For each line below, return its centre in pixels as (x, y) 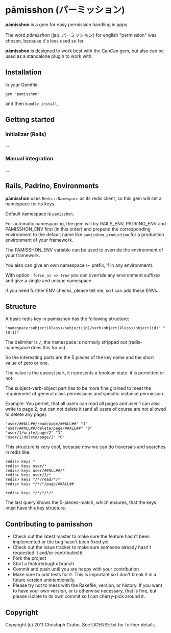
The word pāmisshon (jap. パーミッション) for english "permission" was (81, 35)
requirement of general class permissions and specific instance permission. (85, 394)
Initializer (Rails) (26, 134)
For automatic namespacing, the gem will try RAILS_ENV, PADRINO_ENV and (86, 223)
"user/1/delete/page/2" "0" (35, 437)
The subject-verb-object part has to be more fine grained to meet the (78, 388)
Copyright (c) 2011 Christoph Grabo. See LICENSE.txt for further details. (81, 624)
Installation (23, 72)
